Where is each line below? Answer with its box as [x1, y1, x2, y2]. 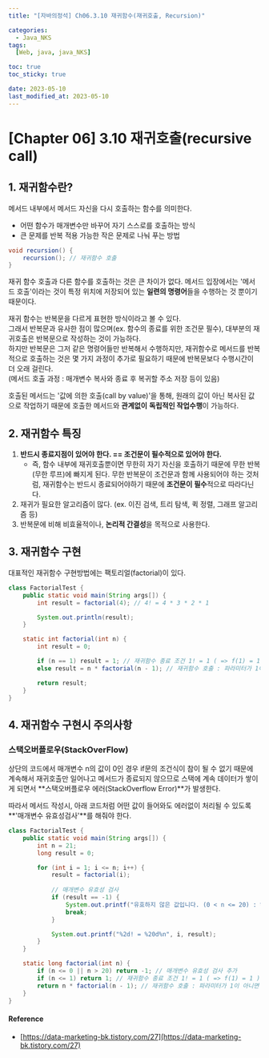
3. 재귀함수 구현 [8, 545, 82, 559]
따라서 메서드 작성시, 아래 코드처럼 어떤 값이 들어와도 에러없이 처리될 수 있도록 [8, 801, 252, 811]
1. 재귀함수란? [8, 181, 74, 195]
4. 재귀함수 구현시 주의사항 [8, 718, 133, 731]
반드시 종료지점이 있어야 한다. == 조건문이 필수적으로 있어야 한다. [19, 449, 223, 459]
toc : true [8, 63, 42, 71]
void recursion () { [8, 246, 74, 255]
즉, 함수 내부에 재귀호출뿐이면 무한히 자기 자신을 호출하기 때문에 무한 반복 [31, 460, 261, 469]
